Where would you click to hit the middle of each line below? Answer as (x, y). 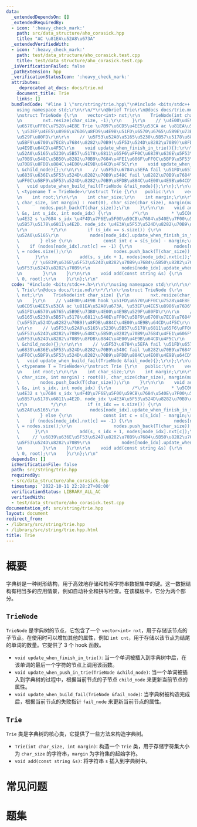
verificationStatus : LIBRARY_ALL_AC (56, 492)
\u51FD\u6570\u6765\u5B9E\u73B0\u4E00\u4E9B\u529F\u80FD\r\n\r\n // (106, 312)
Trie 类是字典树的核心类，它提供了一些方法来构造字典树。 (76, 734)
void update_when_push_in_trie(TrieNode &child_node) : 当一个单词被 (98, 672)
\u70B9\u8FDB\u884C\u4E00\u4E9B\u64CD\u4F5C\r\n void (88, 164)
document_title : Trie (43, 93)
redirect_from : (25, 519)
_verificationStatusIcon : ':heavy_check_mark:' (71, 77)
